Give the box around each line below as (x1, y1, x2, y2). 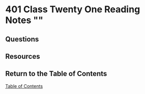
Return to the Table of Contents (5, 69, 107, 78)
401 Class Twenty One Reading (5, 4, 140, 15)
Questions (5, 35, 39, 43)
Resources (5, 52, 40, 61)
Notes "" (5, 14, 43, 26)
